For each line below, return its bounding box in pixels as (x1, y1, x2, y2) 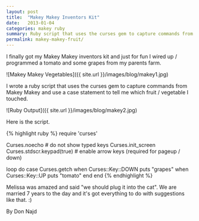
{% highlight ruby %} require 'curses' (6, 130, 98, 137)
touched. (6, 95, 29, 102)
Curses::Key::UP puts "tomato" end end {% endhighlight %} (6, 172, 153, 179)
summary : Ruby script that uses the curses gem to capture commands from (6, 31, 194, 37)
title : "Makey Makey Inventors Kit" (6, 14, 100, 20)
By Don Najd (6, 208, 38, 215)
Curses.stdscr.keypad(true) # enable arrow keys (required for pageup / (6, 148, 181, 155)
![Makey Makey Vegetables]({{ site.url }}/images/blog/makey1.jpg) (6, 71, 169, 78)
